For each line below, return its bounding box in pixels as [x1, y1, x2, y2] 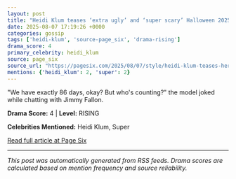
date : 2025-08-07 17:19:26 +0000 [7, 23, 105, 30]
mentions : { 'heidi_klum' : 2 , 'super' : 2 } [7, 69, 131, 76]
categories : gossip [7, 29, 65, 37]
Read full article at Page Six [7, 136, 87, 144]
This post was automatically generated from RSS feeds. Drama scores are [7, 156, 223, 164]
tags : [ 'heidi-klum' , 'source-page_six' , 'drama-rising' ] [7, 36, 181, 43]
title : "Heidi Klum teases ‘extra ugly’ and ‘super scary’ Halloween [7, 17, 216, 24]
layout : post [7, 10, 46, 17]
